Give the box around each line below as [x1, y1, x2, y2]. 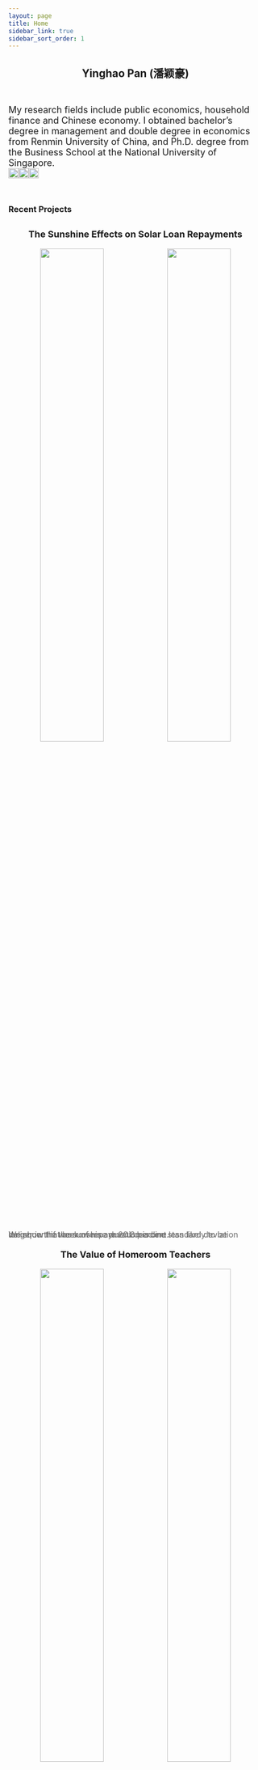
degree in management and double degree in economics [8, 125, 251, 138]
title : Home [8, 19, 48, 28]
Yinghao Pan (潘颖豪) [81, 66, 189, 80]
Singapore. [8, 157, 55, 169]
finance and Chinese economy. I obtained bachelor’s [8, 115, 233, 126]
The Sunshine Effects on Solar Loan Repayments [27, 228, 243, 240]
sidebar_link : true [8, 27, 74, 35]
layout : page [8, 11, 52, 20]
